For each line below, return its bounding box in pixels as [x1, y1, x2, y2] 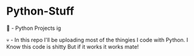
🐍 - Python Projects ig [6, 24, 61, 32]
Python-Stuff [6, 4, 75, 18]
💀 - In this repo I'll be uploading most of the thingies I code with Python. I [6, 36, 189, 43]
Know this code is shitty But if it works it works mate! [6, 43, 139, 50]
